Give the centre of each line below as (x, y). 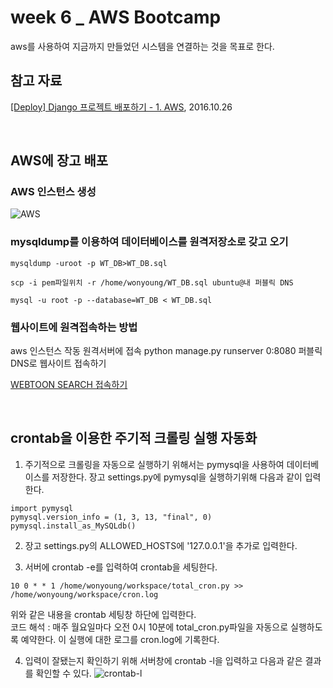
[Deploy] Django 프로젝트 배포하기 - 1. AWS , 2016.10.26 (121, 107)
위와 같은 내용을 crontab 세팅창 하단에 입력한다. (103, 614)
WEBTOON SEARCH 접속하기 (69, 385)
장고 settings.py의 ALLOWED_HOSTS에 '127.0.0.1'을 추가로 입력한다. (161, 545)
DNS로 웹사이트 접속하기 (58, 363)
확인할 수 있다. (63, 673)
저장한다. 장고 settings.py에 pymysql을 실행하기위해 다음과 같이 (177, 477)
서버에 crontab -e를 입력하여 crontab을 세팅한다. (121, 567)
